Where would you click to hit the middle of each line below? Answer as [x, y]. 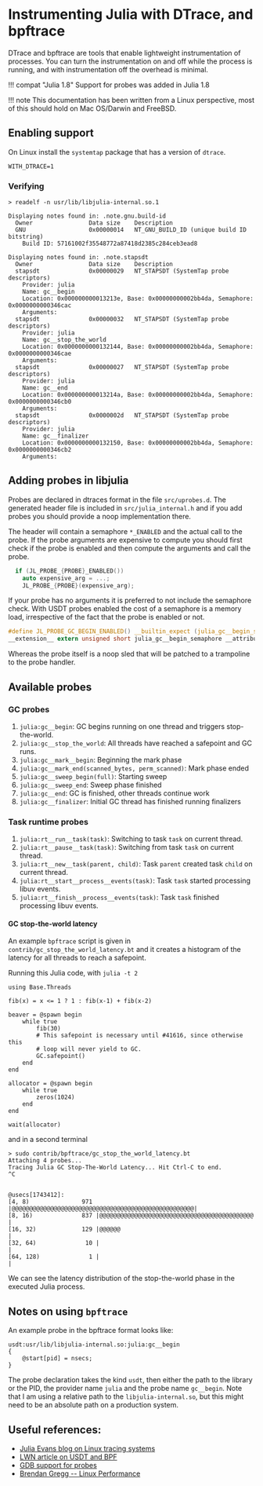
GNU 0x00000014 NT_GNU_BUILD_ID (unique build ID [131, 230]
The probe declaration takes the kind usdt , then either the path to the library [130, 1380]
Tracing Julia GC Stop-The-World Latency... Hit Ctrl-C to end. [115, 1168]
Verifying [26, 186]
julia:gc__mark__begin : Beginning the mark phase [101, 759]
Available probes [50, 687]
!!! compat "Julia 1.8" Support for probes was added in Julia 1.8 [109, 85]
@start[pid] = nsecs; [57, 1359]
